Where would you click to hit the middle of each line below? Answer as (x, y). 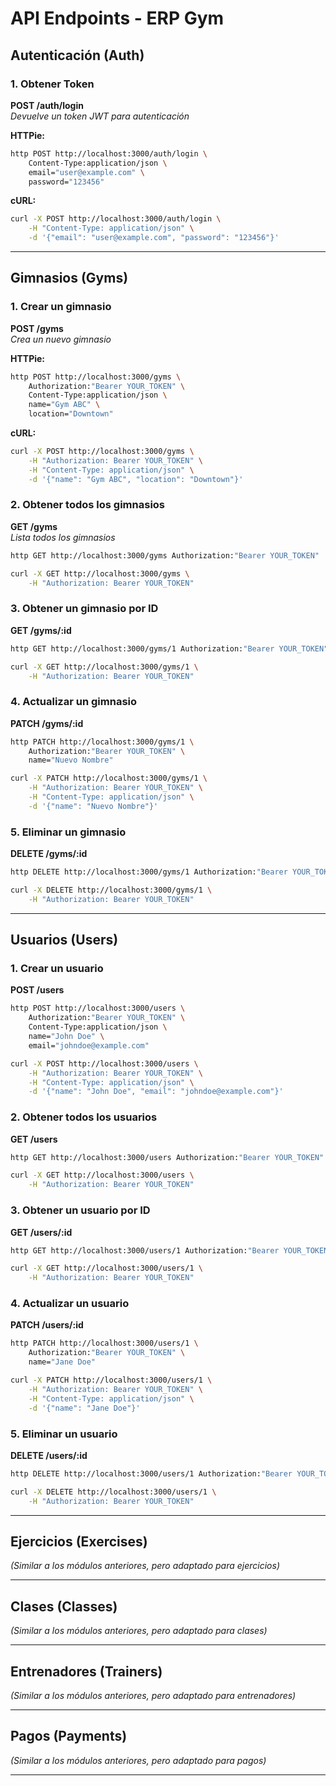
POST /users (37, 990)
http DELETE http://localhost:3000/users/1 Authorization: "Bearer (151, 1473)
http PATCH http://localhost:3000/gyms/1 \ (102, 742)
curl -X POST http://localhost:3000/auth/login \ (116, 219)
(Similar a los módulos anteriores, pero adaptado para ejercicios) (145, 1566)
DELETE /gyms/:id (49, 854)
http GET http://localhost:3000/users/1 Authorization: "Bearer (145, 1250)
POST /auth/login (47, 105)
